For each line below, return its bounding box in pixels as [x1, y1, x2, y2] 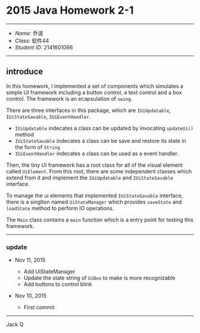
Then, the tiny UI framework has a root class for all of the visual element [6, 161, 183, 169]
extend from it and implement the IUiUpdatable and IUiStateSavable [6, 174, 174, 181]
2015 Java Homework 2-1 [6, 4, 134, 17]
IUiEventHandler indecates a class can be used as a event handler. [14, 150, 179, 157]
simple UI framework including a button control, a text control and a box [6, 89, 183, 96]
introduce [6, 67, 43, 77]
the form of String [14, 144, 61, 151]
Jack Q [6, 321, 24, 328]
